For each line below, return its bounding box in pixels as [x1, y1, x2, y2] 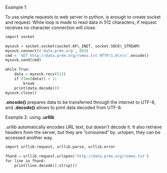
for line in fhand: [5, 158, 46, 163]
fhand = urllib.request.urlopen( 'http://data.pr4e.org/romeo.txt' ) [5, 154, 149, 159]
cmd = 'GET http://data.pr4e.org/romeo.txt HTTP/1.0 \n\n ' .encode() [5, 53, 149, 58]
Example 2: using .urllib [5, 114, 55, 120]
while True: [5, 67, 30, 72]
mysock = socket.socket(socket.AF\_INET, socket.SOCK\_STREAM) [5, 44, 140, 49]
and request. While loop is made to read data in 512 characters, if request [5, 20, 157, 25]
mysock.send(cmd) [5, 58, 42, 63]
